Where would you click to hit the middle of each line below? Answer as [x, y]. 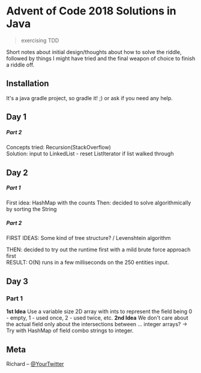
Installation [28, 84]
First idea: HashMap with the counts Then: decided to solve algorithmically [99, 203]
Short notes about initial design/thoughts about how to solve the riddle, [94, 52]
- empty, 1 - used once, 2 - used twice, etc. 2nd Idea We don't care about [97, 318]
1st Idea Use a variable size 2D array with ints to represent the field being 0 [99, 312]
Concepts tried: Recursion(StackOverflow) [58, 148]
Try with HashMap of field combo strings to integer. [70, 330]
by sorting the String [31, 209]
